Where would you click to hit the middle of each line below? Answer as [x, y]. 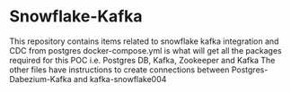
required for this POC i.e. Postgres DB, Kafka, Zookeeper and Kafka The [142, 60]
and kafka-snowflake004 [120, 79]
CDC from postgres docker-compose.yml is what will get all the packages [145, 50]
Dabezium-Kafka [40, 79]
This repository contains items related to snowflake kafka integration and [144, 41]
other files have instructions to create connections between [119, 70]
